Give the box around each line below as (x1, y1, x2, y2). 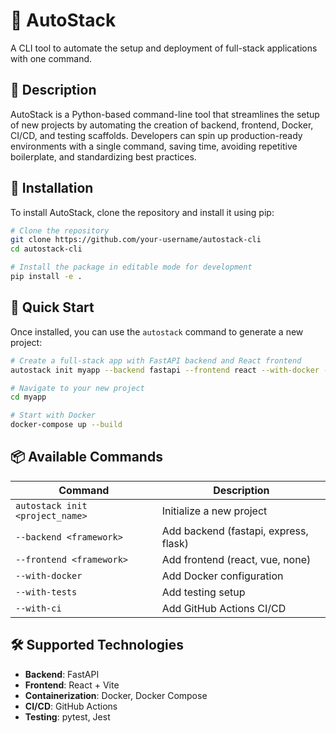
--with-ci (15, 602, 62, 614)
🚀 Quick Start (10, 299, 95, 316)
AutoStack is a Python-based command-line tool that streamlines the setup (10, 108, 320, 120)
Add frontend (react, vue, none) (161, 552, 312, 566)
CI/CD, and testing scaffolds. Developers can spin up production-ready (10, 129, 303, 141)
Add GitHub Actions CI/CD (161, 601, 287, 615)
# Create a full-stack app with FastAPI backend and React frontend (10, 355, 302, 366)
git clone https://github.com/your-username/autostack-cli (10, 235, 262, 245)
